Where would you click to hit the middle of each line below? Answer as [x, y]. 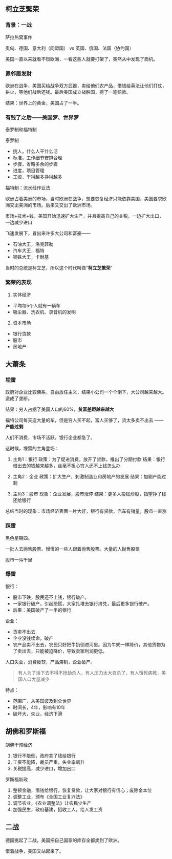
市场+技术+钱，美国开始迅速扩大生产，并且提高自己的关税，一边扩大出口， [84, 216]
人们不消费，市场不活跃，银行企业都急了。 [50, 437]
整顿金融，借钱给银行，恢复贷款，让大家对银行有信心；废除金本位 [82, 790]
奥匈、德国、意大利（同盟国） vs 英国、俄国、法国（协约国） [70, 48]
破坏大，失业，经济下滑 [37, 714]
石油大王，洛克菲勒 [33, 244]
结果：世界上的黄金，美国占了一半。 [44, 103]
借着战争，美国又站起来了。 [35, 851]
